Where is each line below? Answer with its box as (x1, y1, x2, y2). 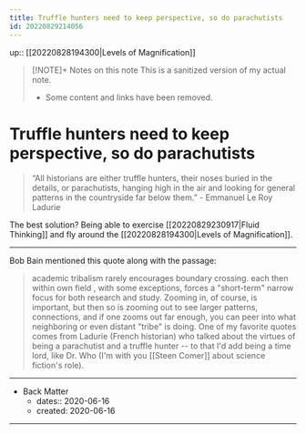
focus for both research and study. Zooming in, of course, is (31, 292, 258, 303)
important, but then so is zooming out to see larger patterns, (31, 302, 258, 313)
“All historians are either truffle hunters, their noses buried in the (31, 173, 273, 184)
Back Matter (22, 386, 69, 397)
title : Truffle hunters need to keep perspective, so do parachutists (9, 13, 283, 23)
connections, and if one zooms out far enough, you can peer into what (31, 311, 297, 323)
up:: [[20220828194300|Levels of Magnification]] (9, 46, 196, 57)
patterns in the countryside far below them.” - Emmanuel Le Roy (31, 192, 273, 203)
